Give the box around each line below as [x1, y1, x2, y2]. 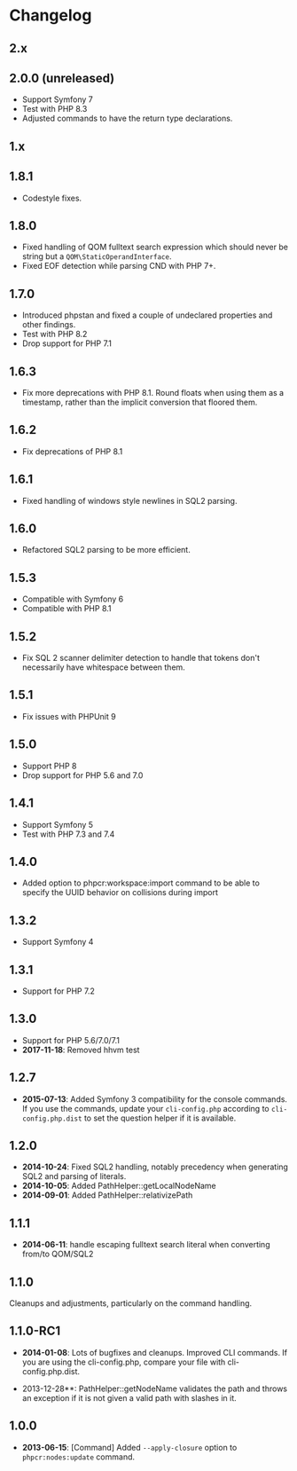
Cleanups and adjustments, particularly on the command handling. [9, 1298, 253, 1309]
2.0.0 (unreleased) [9, 70, 115, 85]
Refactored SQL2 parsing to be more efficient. [21, 545, 191, 555]
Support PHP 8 [21, 760, 77, 771]
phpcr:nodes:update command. [21, 1451, 136, 1462]
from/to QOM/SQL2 [21, 1248, 94, 1260]
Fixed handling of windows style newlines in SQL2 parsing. [21, 495, 238, 506]
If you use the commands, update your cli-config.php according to [21, 1103, 270, 1113]
